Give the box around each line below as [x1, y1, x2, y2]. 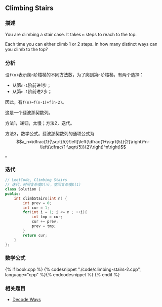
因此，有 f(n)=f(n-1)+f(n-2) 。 [5, 99, 67, 105]
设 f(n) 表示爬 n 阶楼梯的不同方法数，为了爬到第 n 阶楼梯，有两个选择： [5, 71, 144, 77]
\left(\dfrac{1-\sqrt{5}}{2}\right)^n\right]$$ [40, 144, 126, 150]
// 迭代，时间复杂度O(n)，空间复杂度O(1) [5, 182, 81, 187]
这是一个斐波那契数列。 [5, 109, 53, 116]
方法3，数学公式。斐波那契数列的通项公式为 [5, 130, 95, 136]
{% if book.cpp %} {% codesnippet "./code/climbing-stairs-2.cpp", [5, 266, 141, 272]
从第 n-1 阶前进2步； [12, 88, 52, 94]
